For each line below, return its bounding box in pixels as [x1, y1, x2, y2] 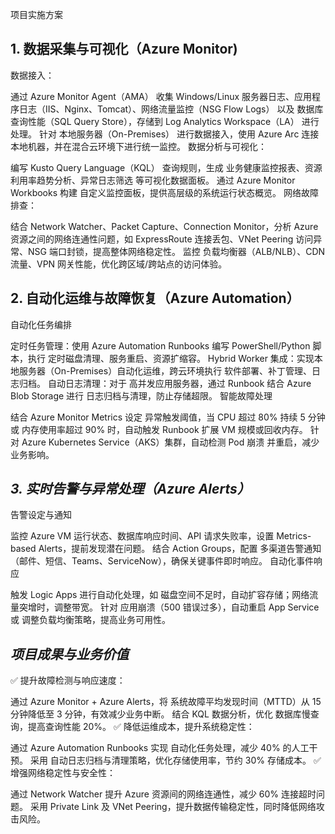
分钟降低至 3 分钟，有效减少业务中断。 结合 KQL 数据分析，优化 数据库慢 [10, 708, 311, 720]
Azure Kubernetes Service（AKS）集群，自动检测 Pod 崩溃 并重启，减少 [21, 436, 320, 448]
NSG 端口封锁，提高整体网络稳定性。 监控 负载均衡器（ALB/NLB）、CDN [27, 245, 326, 257]
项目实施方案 [10, 9, 63, 20]
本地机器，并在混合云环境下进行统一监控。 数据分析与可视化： [10, 140, 267, 152]
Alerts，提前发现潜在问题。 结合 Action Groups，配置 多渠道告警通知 [38, 543, 322, 555]
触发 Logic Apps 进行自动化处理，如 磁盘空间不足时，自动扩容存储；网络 [10, 589, 310, 601]
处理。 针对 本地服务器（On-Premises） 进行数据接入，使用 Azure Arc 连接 [10, 128, 320, 140]
